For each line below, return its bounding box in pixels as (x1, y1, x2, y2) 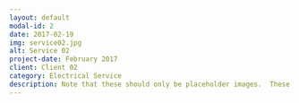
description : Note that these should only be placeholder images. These (9, 80, 291, 89)
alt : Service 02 (9, 47, 70, 56)
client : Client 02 (9, 64, 78, 73)
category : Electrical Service (9, 72, 123, 81)
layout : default (9, 13, 70, 22)
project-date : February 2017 (9, 55, 118, 64)
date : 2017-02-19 (9, 30, 74, 39)
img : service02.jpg (9, 38, 82, 47)
